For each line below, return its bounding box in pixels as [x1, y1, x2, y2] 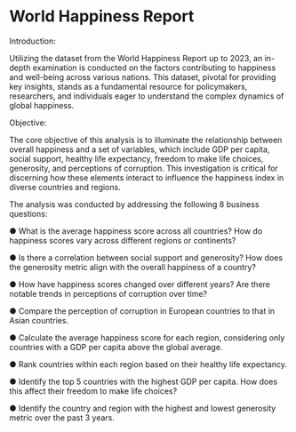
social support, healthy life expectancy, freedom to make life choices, [9, 153, 264, 164]
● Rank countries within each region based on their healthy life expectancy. [9, 358, 287, 370]
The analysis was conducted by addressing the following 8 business [9, 198, 260, 210]
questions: [9, 208, 48, 219]
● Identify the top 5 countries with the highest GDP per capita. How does [9, 376, 278, 387]
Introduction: [9, 36, 56, 46]
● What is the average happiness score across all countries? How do [9, 225, 263, 236]
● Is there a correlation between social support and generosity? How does [9, 252, 283, 263]
